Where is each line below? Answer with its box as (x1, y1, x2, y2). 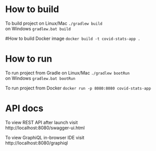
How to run (5, 53, 53, 65)
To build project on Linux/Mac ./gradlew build (5, 20, 102, 26)
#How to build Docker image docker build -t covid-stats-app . (5, 35, 140, 41)
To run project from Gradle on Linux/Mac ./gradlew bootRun (5, 70, 130, 76)
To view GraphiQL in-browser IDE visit (5, 134, 85, 140)
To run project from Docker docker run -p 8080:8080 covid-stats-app (5, 85, 151, 91)
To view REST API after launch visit (5, 119, 78, 125)
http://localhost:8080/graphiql (5, 140, 68, 146)
